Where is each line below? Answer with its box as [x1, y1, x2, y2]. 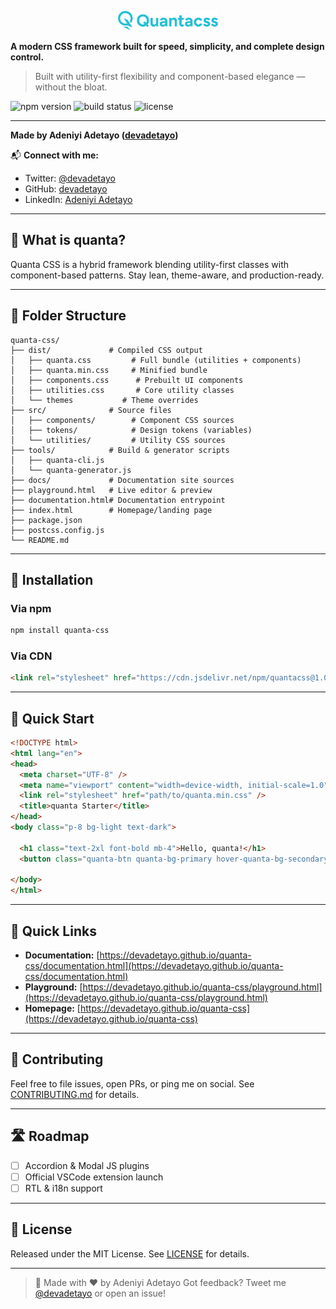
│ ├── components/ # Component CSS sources [10, 415, 235, 425]
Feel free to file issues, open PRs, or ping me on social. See [10, 1077, 255, 1090]
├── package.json [10, 515, 83, 525]
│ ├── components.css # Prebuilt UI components [10, 375, 244, 385]
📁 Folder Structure [10, 307, 127, 325]
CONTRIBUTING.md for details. [10, 1088, 140, 1100]
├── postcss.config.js [10, 525, 105, 535]
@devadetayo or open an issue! [34, 1287, 167, 1299]
